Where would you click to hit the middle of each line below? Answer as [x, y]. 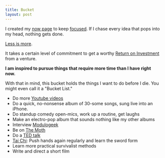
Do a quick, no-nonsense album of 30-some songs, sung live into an [82, 103]
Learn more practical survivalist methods [54, 146]
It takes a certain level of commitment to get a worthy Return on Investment [82, 53]
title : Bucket [20, 10]
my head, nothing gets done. [35, 34]
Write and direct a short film [41, 151]
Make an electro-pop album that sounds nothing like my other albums [83, 119]
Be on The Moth [29, 130]
